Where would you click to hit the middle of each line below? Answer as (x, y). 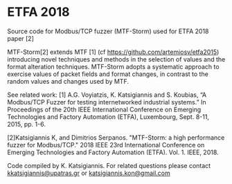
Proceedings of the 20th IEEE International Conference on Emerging (104, 109)
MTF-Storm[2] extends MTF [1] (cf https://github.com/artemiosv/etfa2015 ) (113, 52)
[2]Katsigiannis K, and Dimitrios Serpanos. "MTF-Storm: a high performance (116, 137)
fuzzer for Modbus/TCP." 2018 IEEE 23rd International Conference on (106, 145)
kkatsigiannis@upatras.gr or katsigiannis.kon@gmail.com (89, 173)
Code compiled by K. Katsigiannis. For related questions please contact (109, 165)
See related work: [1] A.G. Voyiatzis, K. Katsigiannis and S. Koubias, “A (107, 95)
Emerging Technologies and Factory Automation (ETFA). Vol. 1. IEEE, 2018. (113, 152)
